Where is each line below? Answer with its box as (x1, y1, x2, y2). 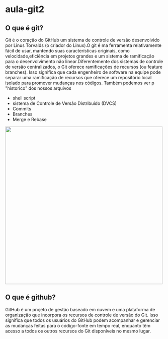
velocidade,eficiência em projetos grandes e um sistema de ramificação (5, 53, 154, 59)
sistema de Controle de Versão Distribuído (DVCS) (12, 100, 117, 106)
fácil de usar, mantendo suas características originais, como (5, 48, 130, 53)
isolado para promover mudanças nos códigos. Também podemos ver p (5, 80, 154, 86)
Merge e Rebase (12, 117, 47, 122)
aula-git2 (5, 4, 44, 15)
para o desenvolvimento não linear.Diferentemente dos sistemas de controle (5, 59, 163, 64)
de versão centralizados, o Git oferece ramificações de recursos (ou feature (5, 64, 162, 70)
